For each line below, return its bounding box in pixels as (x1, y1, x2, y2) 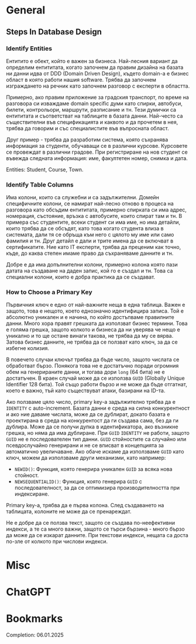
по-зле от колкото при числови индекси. (6, 538, 108, 545)
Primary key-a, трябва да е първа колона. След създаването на (6, 502, 164, 509)
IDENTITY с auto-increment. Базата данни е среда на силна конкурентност (6, 404, 190, 412)
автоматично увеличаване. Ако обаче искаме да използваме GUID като (6, 448, 184, 455)
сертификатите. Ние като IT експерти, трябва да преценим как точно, (6, 244, 181, 251)
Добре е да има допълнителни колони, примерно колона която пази (6, 261, 178, 268)
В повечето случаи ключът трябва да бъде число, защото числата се (6, 356, 180, 363)
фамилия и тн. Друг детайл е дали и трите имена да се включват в (6, 237, 174, 244)
